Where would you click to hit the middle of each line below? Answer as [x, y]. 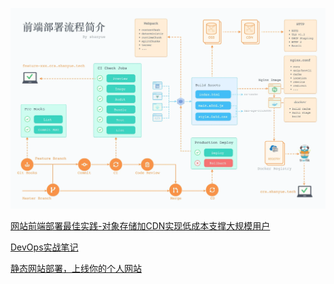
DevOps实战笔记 [44, 247]
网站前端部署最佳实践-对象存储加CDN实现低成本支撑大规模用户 [140, 226]
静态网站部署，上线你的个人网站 [76, 269]
